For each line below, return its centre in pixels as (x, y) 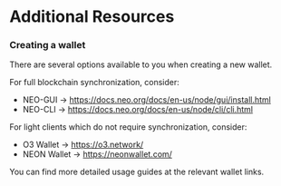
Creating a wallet (48, 45)
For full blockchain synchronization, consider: (94, 83)
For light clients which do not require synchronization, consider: (128, 127)
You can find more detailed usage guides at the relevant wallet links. (137, 172)
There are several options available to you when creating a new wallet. (141, 64)
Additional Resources (92, 17)
